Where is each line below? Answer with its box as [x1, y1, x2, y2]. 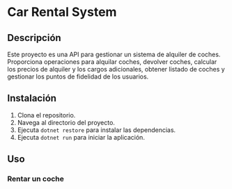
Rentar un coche [7, 174, 65, 184]
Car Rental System [7, 4, 117, 20]
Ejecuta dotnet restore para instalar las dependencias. [17, 126, 176, 134]
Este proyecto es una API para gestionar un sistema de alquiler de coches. [7, 50, 221, 58]
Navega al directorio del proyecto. [17, 118, 115, 126]
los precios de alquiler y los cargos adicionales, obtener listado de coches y [7, 65, 225, 73]
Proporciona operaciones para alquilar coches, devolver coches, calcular [7, 58, 217, 66]
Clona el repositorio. [17, 110, 76, 119]
